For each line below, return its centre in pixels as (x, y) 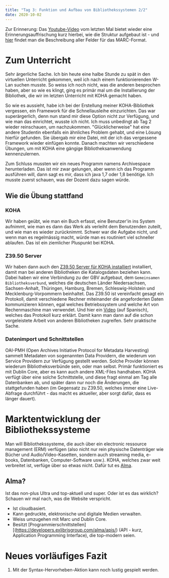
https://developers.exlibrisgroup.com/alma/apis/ (66, 530)
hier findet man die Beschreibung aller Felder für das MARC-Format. (76, 40)
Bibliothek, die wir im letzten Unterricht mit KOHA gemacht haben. (74, 96)
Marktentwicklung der (53, 419)
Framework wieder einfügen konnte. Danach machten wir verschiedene (79, 143)
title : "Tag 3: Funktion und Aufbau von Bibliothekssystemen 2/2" (76, 10)
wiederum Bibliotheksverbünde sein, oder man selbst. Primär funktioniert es (84, 366)
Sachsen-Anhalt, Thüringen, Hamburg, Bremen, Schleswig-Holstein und (80, 288)
